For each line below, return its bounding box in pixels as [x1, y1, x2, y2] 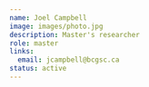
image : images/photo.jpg [9, 22, 104, 31]
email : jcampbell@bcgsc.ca [17, 55, 120, 64]
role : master [9, 38, 59, 48]
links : [9, 47, 35, 56]
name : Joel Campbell [9, 13, 88, 23]
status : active [9, 64, 67, 73]
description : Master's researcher [9, 30, 141, 39]
